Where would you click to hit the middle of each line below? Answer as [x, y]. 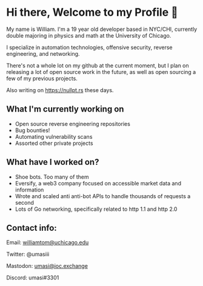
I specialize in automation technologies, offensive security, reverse [89, 47]
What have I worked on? [53, 162]
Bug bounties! [32, 130]
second [25, 202]
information [29, 190]
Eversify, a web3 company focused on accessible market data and [98, 183]
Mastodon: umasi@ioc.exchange [47, 266]
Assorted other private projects [54, 143]
